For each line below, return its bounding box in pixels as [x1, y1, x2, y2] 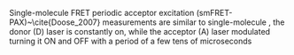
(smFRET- [196, 8, 233, 18]
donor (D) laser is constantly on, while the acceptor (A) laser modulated [9, 27, 271, 36]
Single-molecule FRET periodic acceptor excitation [9, 8, 195, 18]
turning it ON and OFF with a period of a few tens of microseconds [9, 35, 252, 46]
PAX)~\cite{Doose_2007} [9, 17, 101, 27]
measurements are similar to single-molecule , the [102, 17, 285, 27]
